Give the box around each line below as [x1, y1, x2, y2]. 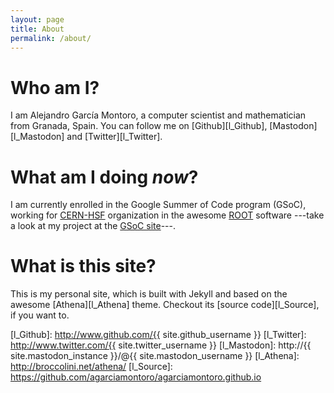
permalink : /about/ [10, 33, 92, 43]
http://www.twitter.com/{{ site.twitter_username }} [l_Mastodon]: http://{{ [10, 339, 312, 351]
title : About [10, 24, 65, 34]
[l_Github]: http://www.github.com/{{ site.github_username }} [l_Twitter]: [10, 329, 307, 341]
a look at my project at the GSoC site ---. [10, 220, 176, 232]
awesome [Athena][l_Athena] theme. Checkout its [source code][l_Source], [10, 299, 320, 311]
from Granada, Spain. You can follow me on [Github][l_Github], [10, 120, 268, 132]
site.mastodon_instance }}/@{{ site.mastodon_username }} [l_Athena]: [10, 350, 300, 362]
